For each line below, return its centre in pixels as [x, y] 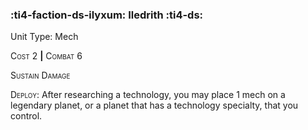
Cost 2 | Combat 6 [46, 56]
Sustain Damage [40, 75]
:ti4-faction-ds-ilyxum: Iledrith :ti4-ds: [107, 15]
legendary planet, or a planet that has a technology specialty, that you [154, 105]
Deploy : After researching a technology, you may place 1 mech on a [148, 95]
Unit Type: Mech [44, 37]
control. [26, 116]
